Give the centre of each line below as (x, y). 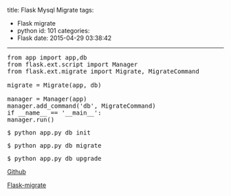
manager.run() (31, 120)
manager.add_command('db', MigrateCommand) (81, 106)
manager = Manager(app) (47, 99)
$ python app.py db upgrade (54, 158)
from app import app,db (47, 58)
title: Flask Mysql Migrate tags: (51, 10)
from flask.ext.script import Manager (73, 65)
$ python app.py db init (49, 133)
